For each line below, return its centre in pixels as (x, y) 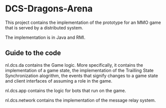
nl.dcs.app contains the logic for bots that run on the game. (66, 91)
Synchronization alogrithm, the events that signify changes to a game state (82, 76)
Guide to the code (33, 53)
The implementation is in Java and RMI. (45, 37)
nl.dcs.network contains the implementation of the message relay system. (81, 100)
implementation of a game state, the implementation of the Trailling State (79, 70)
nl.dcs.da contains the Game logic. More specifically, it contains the (74, 65)
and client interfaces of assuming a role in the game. (59, 81)
